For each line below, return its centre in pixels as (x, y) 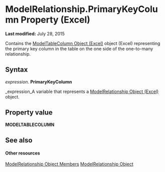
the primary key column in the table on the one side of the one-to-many (79, 48)
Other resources (23, 153)
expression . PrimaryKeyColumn (39, 81)
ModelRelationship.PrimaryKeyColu (81, 9)
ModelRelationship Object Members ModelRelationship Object (69, 164)
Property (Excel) (55, 20)
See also (19, 140)
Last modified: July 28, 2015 (35, 33)
